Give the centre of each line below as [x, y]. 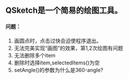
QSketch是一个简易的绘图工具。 [64, 11]
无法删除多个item [35, 55]
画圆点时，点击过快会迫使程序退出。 [58, 40]
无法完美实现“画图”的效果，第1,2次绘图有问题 [69, 48]
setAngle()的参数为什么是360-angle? [59, 70]
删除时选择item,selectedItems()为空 [57, 63]
